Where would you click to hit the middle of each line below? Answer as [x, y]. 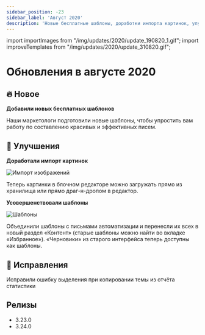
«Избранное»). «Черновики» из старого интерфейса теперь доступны [98, 239]
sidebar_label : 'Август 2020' [45, 18]
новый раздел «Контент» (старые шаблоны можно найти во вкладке [96, 233]
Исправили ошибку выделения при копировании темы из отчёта [91, 280]
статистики [21, 286]
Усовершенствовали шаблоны [47, 203]
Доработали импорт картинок [47, 161]
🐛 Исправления [37, 265]
